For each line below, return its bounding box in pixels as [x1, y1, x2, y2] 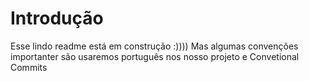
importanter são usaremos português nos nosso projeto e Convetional [10, 50, 300, 62]
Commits [10, 61, 48, 73]
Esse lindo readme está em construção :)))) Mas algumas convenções [10, 40, 299, 52]
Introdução [10, 7, 104, 30]
